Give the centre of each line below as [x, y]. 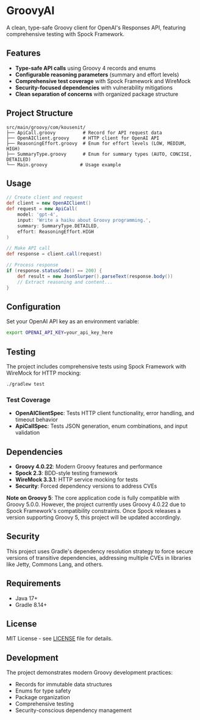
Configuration [34, 307]
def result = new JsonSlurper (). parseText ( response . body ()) [95, 276]
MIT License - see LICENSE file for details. [59, 639]
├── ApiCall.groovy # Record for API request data [84, 133]
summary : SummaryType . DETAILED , [58, 226]
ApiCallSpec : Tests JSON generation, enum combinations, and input [101, 426]
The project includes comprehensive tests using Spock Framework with [96, 366]
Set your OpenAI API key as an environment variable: [73, 321]
